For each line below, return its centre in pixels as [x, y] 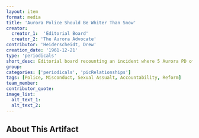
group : [14, 67]
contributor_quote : [30, 89]
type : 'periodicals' [32, 56]
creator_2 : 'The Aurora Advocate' [54, 39]
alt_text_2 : [26, 105]
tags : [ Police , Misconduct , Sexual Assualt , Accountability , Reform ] [94, 78]
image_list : [21, 94]
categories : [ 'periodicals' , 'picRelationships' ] [69, 72]
